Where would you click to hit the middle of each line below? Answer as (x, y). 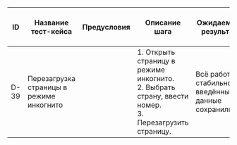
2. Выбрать (156, 87)
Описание (163, 23)
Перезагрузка (51, 78)
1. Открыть (156, 52)
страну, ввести (163, 96)
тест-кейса (51, 31)
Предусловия (106, 27)
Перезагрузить (163, 122)
